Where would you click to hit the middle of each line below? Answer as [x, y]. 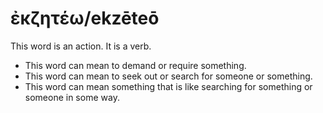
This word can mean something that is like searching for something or [168, 86]
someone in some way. [72, 97]
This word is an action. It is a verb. [81, 46]
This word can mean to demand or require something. [135, 65]
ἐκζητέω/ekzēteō [85, 18]
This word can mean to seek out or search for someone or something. [168, 76]
